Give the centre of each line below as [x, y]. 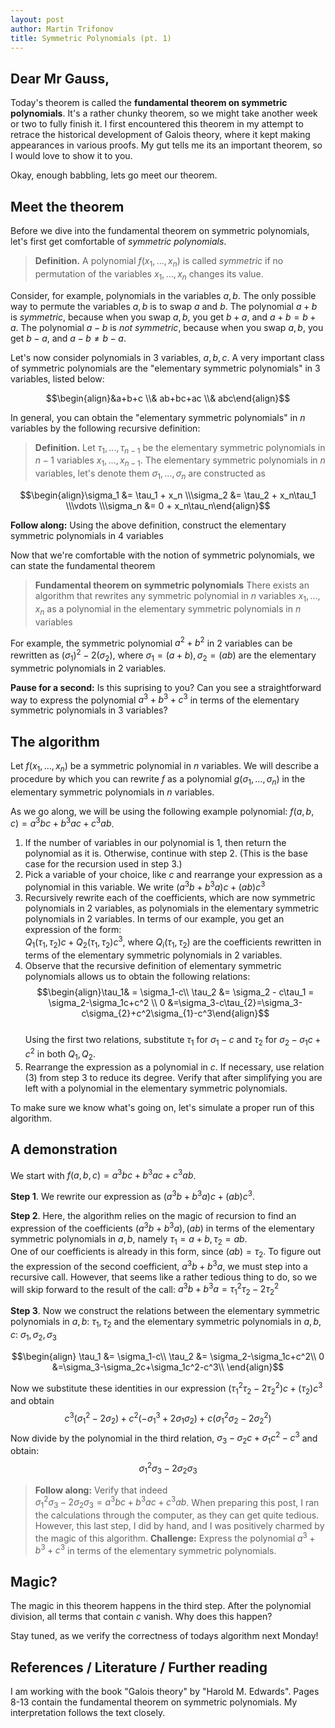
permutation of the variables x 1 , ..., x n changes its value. [149, 274]
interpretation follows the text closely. [88, 1713]
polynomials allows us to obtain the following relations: [137, 976]
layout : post [37, 19]
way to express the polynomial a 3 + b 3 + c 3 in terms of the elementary [155, 699]
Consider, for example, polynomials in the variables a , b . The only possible [163, 295]
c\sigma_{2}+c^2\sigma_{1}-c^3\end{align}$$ [175, 1013]
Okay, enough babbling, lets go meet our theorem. [114, 175]
